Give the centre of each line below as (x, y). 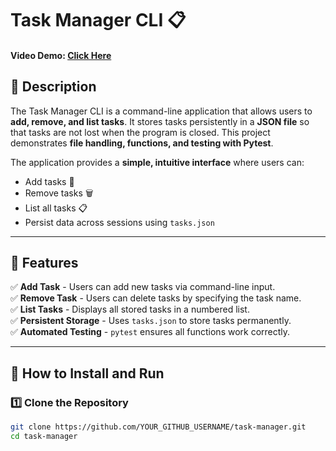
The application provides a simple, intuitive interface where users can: (157, 162)
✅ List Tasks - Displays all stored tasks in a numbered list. (130, 309)
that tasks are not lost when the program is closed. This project (140, 132)
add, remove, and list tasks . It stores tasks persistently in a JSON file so (160, 121)
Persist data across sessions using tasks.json (119, 222)
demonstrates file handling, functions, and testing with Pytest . (142, 143)
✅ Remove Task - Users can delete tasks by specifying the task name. (156, 298)
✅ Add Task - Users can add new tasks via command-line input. (143, 287)
